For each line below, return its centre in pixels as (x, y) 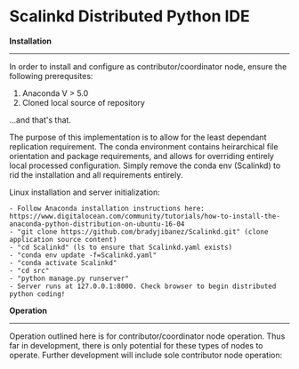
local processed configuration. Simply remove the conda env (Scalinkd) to (145, 165)
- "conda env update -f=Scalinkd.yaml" (83, 255)
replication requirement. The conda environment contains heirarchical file (144, 146)
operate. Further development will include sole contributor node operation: (146, 355)
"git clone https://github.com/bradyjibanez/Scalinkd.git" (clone (143, 232)
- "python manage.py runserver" (69, 278)
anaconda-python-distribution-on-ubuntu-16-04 (97, 224)
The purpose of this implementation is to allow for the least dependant (138, 137)
